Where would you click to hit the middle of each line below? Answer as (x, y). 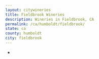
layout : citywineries (28, 10)
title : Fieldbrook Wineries (35, 15)
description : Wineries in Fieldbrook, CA (50, 19)
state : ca (16, 29)
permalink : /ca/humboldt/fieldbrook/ (45, 24)
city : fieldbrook (24, 38)
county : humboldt (24, 33)
